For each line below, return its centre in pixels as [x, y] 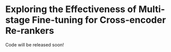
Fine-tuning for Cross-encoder [99, 20]
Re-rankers [30, 31]
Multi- [152, 9]
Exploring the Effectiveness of [71, 9]
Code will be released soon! [35, 44]
